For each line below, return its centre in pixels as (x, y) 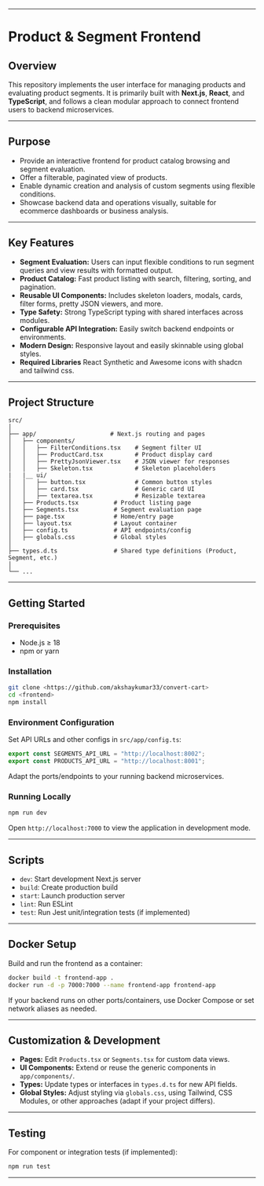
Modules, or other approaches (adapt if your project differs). (117, 1101)
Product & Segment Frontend (105, 37)
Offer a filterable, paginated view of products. (93, 177)
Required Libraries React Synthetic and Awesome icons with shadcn (130, 362)
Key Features (41, 243)
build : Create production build (69, 887)
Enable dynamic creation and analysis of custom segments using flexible (137, 185)
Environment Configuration (61, 722)
